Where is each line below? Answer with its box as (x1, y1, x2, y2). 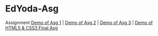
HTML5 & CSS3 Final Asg (5, 24, 58, 30)
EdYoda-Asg (5, 3, 59, 14)
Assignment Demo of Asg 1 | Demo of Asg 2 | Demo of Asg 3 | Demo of (5, 19, 153, 25)
